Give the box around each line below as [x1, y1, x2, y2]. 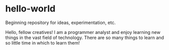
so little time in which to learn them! [5, 39, 80, 45]
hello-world [5, 3, 56, 14]
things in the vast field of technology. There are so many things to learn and [5, 34, 164, 40]
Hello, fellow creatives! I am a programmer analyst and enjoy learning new [5, 29, 161, 35]
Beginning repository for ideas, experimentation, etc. [5, 19, 116, 25]
